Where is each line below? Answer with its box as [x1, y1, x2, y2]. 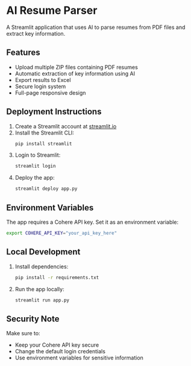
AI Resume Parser [6, 4, 98, 17]
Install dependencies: [14, 263, 69, 270]
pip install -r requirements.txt [14, 274, 99, 280]
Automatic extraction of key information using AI [14, 70, 136, 77]
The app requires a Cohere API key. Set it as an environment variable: [6, 218, 179, 226]
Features [6, 48, 40, 58]
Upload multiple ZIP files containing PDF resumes [14, 63, 139, 71]
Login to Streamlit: [14, 151, 61, 159]
